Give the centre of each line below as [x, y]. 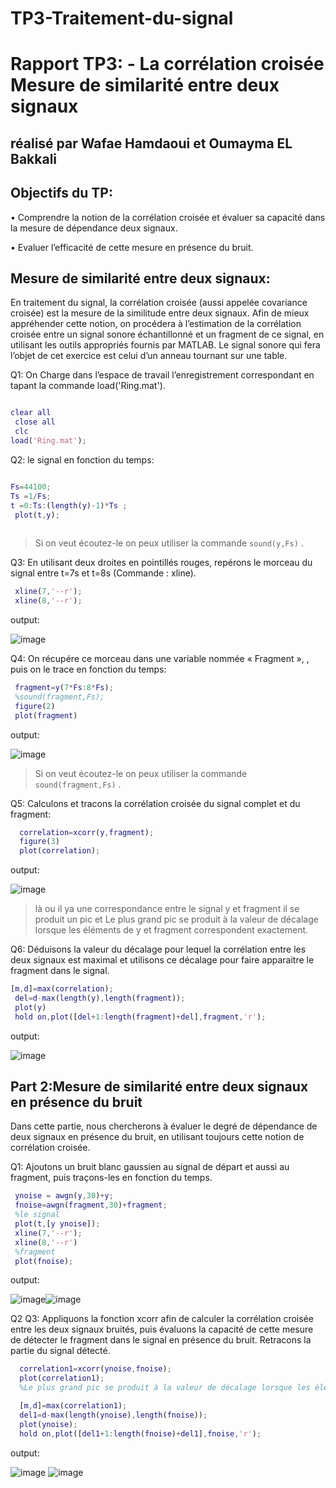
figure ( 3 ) [39, 842]
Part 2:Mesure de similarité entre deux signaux [159, 1087]
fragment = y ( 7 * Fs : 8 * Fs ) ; [64, 688]
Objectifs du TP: [61, 193]
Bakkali [34, 158]
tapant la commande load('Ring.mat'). [88, 386]
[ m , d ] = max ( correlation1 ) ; [73, 1406]
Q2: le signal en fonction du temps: [82, 459]
